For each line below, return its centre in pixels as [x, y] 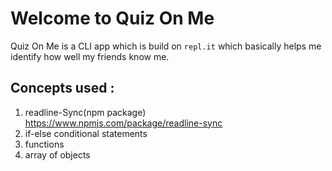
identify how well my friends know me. [90, 56]
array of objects [57, 154]
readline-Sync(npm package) [85, 112]
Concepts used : [62, 88]
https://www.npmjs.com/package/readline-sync [123, 123]
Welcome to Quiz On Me [112, 18]
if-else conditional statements [86, 133]
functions [44, 144]
